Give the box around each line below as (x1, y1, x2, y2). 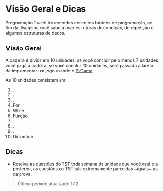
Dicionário (12, 133, 34, 139)
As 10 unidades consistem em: (5, 77, 67, 83)
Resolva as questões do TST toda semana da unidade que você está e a (12, 161, 158, 167)
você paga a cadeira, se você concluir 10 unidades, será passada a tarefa (5, 62, 154, 68)
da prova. (12, 171, 32, 177)
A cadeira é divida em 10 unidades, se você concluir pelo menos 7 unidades (5, 57, 158, 63)
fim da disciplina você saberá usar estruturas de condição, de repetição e (5, 24, 154, 30)
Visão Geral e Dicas (5, 3, 86, 15)
